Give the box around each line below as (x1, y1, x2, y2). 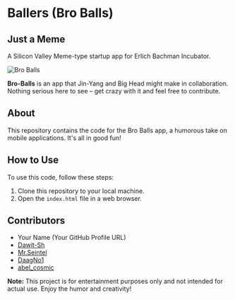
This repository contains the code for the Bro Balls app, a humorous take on (7, 126, 227, 134)
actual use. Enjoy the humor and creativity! (7, 284, 132, 293)
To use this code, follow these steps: (7, 173, 114, 181)
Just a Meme (7, 33, 66, 45)
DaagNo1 (17, 256, 44, 265)
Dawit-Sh (17, 241, 45, 249)
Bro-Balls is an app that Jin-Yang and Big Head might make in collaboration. (7, 79, 229, 88)
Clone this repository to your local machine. (17, 186, 145, 195)
